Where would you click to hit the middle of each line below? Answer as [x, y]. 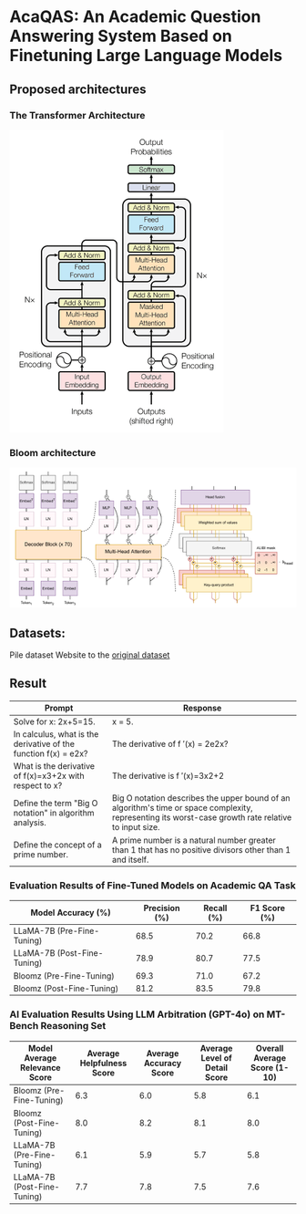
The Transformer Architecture [77, 115]
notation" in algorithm [54, 813]
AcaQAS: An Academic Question [135, 17]
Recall [215, 908]
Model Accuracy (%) [71, 913]
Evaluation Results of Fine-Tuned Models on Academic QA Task [153, 886]
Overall [270, 1048]
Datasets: [37, 633]
